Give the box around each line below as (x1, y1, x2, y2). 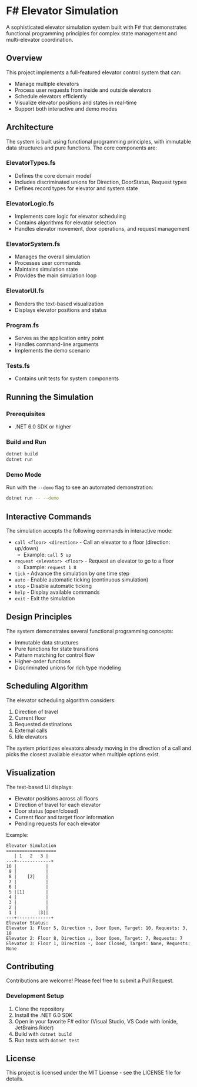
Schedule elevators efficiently (14, 92, 87, 99)
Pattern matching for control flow (14, 651, 95, 659)
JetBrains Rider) (14, 1024, 54, 1031)
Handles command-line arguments (14, 341, 99, 348)
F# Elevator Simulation (6, 4, 119, 18)
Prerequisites (6, 410, 45, 418)
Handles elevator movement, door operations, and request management (14, 225, 190, 232)
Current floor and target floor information (14, 813, 115, 820)
